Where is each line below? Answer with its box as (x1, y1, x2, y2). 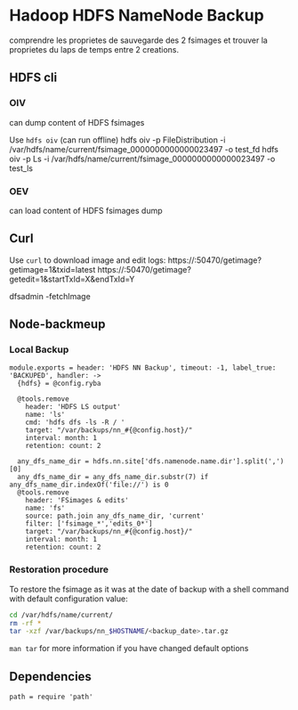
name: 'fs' (25, 504, 66, 513)
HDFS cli (9, 70, 58, 86)
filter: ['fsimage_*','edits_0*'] (25, 519, 153, 528)
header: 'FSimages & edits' (25, 496, 129, 505)
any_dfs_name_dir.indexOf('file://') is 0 (9, 480, 169, 490)
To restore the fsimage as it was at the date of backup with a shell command (9, 584, 289, 594)
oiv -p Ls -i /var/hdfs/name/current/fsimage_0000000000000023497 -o (9, 153, 276, 164)
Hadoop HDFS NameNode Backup (9, 5, 264, 26)
